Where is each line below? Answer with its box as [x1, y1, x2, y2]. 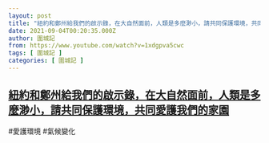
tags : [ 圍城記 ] [8, 49, 62, 57]
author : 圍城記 [8, 34, 55, 43]
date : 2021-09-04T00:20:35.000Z [8, 27, 116, 35]
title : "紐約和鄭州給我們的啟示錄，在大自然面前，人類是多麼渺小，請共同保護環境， [8, 19, 252, 27]
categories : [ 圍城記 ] [8, 57, 84, 65]
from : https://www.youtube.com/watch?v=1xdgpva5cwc [8, 42, 184, 50]
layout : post [8, 11, 52, 20]
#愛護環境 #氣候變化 [8, 126, 76, 136]
